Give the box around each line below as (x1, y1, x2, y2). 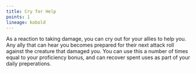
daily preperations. (6, 60, 52, 67)
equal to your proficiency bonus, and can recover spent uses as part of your (6, 54, 191, 61)
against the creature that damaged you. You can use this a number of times (6, 48, 188, 55)
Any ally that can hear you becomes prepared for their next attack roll (6, 41, 174, 48)
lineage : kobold (6, 19, 46, 25)
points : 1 (6, 14, 31, 20)
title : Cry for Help (6, 8, 57, 15)
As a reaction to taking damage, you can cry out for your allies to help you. (6, 36, 187, 43)
